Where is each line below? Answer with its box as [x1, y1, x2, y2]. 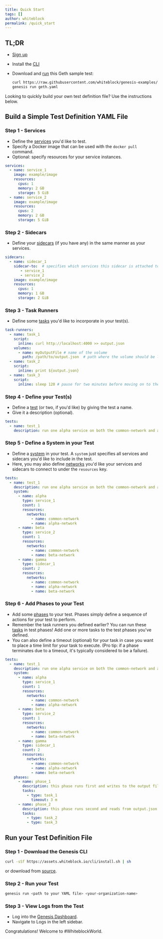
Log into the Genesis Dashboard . [12, 914, 78, 920]
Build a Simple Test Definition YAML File [5, 113, 129, 121]
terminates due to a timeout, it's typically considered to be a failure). [12, 647, 149, 653]
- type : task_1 [26, 793, 57, 798]
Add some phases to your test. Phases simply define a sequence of [12, 611, 147, 617]
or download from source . [5, 868, 57, 874]
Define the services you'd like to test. [12, 138, 87, 144]
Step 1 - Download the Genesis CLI [5, 848, 88, 855]
